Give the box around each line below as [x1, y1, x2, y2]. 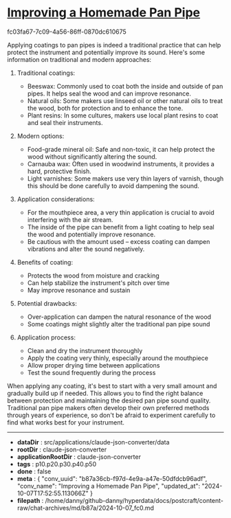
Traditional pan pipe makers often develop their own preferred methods [7, 403, 210, 412]
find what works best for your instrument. [7, 418, 125, 427]
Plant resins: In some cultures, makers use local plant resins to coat [27, 111, 219, 120]
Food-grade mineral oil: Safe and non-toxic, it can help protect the [27, 145, 215, 153]
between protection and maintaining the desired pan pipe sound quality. [7, 396, 211, 405]
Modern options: [16, 132, 65, 140]
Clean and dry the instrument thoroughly [27, 346, 143, 354]
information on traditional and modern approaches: [7, 55, 152, 63]
